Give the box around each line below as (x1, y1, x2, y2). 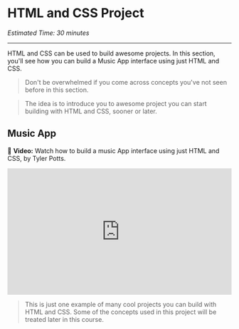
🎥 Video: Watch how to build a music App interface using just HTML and (7, 146, 220, 155)
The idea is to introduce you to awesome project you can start (24, 99, 208, 108)
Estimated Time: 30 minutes (7, 28, 90, 37)
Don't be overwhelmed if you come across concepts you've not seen (24, 78, 228, 86)
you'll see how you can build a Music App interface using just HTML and (7, 56, 220, 65)
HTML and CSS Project (7, 5, 144, 21)
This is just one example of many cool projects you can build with (24, 301, 217, 309)
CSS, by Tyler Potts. (7, 154, 66, 162)
